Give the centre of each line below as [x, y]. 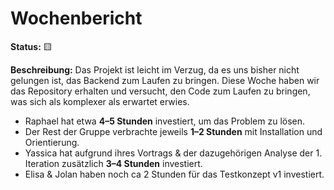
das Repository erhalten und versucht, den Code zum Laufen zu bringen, [160, 91]
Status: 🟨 [31, 46]
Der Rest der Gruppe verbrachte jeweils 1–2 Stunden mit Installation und [173, 131]
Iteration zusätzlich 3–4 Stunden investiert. [113, 163]
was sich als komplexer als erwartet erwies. [100, 101]
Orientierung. [52, 142]
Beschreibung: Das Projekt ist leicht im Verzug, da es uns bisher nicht [155, 69]
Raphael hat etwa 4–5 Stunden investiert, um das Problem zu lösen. [165, 121]
